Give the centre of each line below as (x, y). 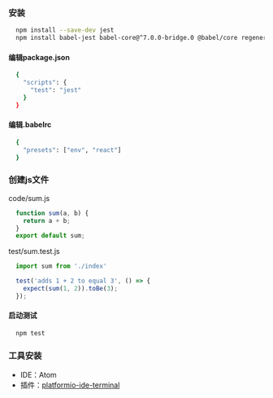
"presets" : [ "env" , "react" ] (72, 150)
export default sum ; (50, 236)
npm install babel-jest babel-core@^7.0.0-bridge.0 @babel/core (127, 38)
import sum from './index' (61, 266)
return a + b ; (47, 221)
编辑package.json (39, 57)
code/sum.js (29, 198)
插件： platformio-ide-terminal (70, 385)
